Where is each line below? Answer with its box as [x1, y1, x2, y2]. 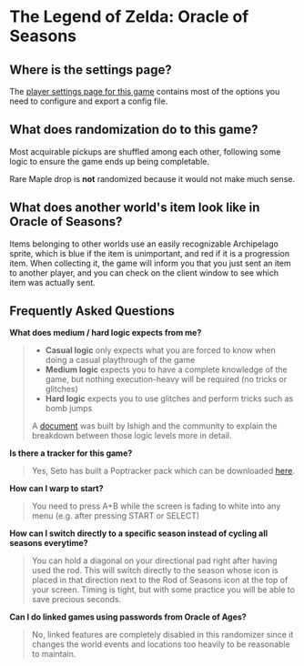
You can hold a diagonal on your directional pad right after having [31, 555, 278, 566]
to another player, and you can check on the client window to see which [9, 267, 279, 278]
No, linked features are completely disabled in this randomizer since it [31, 630, 294, 641]
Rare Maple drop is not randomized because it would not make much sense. [9, 173, 296, 184]
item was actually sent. [9, 277, 96, 288]
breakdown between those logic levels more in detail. [31, 430, 232, 441]
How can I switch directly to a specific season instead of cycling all [9, 528, 269, 539]
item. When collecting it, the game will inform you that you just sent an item [9, 257, 291, 268]
